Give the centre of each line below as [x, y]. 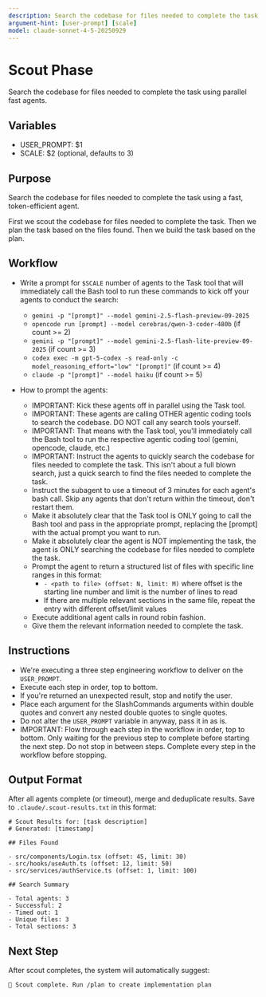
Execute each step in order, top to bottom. [89, 687]
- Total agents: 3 [39, 899]
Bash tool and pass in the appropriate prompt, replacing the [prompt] [145, 524]
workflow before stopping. [63, 755]
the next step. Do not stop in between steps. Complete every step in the [138, 746]
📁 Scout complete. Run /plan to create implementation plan [110, 985]
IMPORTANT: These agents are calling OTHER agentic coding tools [141, 414]
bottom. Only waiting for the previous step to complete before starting [135, 738]
